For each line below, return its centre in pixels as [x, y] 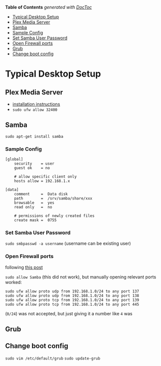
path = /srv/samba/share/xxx [53, 198]
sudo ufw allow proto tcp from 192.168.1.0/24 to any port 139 [72, 300]
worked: [14, 282]
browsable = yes [34, 203]
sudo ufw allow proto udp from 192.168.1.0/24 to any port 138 [72, 295]
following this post [24, 267]
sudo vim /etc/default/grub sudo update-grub [53, 358]
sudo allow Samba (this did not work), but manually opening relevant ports [81, 277]
